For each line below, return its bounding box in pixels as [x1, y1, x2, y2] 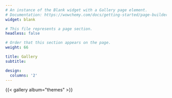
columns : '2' [10, 72, 38, 78]
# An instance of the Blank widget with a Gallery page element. [5, 7, 147, 13]
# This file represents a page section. [5, 26, 93, 31]
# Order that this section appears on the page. [5, 40, 111, 45]
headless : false [5, 31, 40, 36]
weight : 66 [5, 45, 29, 50]
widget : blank [5, 17, 36, 22]
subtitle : [5, 59, 27, 64]
